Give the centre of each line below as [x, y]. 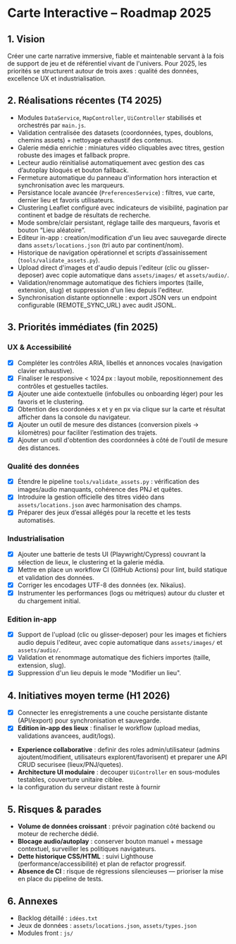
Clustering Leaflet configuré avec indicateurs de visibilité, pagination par [123, 207]
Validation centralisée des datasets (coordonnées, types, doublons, [115, 133]
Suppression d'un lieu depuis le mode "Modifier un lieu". [99, 673]
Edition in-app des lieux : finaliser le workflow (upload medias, [109, 728]
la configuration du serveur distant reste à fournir [89, 787]
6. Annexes [33, 901]
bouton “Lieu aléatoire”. [51, 230]
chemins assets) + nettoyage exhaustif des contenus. [95, 140]
